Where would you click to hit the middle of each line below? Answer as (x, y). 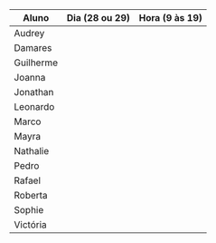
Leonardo (34, 107)
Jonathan (34, 92)
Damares (33, 48)
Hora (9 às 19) (171, 18)
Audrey (29, 33)
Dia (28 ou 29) (99, 18)
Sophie (29, 210)
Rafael (28, 180)
